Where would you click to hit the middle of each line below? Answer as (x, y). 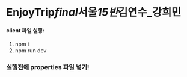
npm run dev (31, 51)
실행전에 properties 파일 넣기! (48, 67)
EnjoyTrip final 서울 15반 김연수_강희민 (94, 12)
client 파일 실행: (25, 30)
